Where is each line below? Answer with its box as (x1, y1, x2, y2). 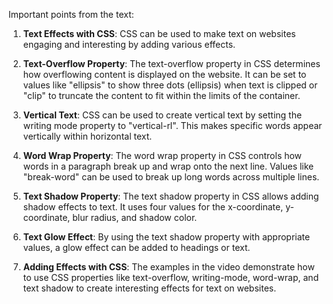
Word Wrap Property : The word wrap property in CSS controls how (22, 150, 303, 161)
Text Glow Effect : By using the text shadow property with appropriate (22, 231, 311, 243)
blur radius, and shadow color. (72, 212, 198, 223)
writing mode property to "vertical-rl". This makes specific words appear (22, 120, 323, 131)
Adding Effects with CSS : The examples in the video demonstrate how (22, 261, 315, 273)
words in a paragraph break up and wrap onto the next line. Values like (22, 160, 315, 172)
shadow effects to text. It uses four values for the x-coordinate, (22, 201, 284, 213)
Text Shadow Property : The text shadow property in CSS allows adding (22, 190, 320, 202)
